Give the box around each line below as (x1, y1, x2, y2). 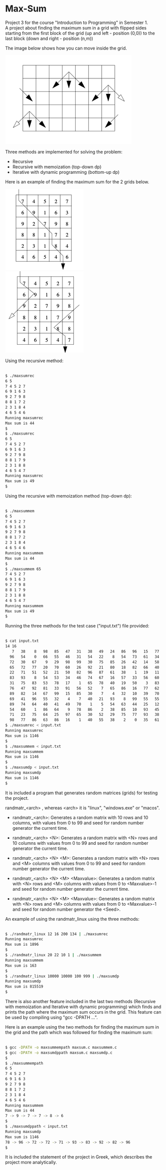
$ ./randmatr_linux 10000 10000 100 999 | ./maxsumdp (5, 974, 120, 979)
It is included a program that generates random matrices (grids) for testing (5, 790, 158, 796)
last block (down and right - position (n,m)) (5, 35, 93, 41)
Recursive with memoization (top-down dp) (12, 163, 102, 170)
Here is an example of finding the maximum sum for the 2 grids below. (5, 178, 150, 185)
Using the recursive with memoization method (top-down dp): (5, 493, 132, 499)
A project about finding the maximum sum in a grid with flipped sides (5, 24, 147, 30)
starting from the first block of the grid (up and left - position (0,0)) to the (5, 30, 156, 36)
